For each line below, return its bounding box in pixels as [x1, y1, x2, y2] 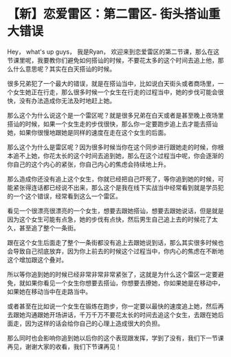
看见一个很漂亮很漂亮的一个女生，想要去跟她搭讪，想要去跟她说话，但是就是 [7, 206, 224, 215]
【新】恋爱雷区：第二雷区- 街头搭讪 [7, 6, 208, 22]
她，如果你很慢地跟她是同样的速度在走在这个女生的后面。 [7, 128, 170, 136]
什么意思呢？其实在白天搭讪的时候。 [12, 65, 115, 73]
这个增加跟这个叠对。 [7, 255, 67, 263]
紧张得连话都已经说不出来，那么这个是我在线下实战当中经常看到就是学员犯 [12, 183, 224, 191]
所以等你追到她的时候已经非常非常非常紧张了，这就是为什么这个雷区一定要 [7, 270, 218, 279]
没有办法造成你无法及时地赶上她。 [19, 96, 115, 105]
